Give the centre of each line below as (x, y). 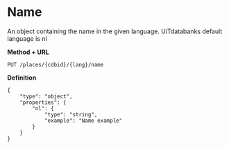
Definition (22, 78)
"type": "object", (46, 96)
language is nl (27, 38)
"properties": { (43, 102)
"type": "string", (71, 114)
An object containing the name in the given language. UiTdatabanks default (115, 31)
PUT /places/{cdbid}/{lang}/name (56, 64)
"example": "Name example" (83, 121)
